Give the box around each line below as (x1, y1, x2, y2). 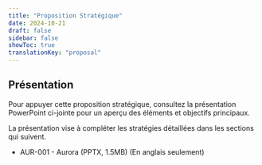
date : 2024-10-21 (8, 19, 66, 27)
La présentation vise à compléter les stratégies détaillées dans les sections (8, 123, 255, 132)
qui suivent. (8, 132, 46, 141)
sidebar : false (8, 33, 59, 42)
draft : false (8, 26, 52, 34)
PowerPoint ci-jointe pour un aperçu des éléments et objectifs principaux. (8, 108, 251, 117)
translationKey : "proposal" (8, 49, 102, 57)
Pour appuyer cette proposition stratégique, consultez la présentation (8, 99, 237, 108)
